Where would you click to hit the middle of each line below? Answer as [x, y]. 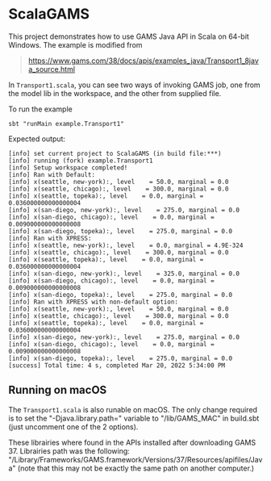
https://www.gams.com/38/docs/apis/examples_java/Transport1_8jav [144, 61]
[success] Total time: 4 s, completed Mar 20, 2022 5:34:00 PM [117, 365]
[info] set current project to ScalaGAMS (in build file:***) [115, 153]
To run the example [40, 109]
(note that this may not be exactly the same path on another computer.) [136, 468]
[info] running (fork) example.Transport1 [81, 161]
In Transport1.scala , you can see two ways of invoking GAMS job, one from [134, 85]
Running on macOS [58, 390]
